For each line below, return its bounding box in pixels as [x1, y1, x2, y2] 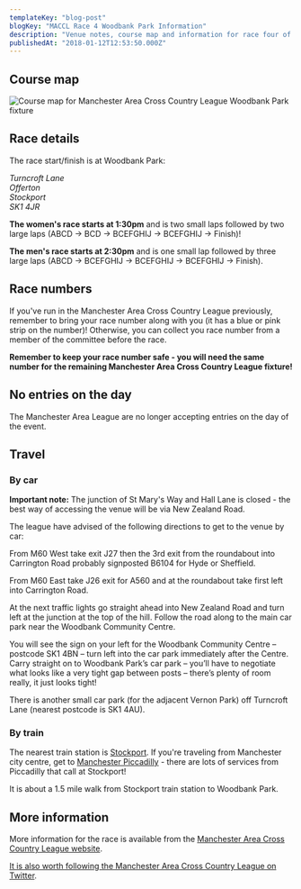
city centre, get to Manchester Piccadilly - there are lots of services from [9, 757, 279, 767]
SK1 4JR [9, 201, 40, 212]
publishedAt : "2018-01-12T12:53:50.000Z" [9, 38, 167, 48]
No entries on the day [9, 387, 132, 403]
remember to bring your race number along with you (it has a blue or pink [9, 314, 281, 325]
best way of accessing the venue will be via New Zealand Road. [9, 503, 245, 514]
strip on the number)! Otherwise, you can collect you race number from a [9, 324, 280, 335]
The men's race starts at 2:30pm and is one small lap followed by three [9, 245, 277, 257]
